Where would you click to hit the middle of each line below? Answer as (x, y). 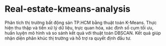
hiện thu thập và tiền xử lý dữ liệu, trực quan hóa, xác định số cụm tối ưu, (79, 27)
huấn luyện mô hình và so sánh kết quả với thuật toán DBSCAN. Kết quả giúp (83, 33)
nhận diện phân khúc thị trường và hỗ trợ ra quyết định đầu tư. (68, 38)
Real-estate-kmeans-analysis (68, 9)
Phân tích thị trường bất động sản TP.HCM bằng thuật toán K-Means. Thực (81, 23)
